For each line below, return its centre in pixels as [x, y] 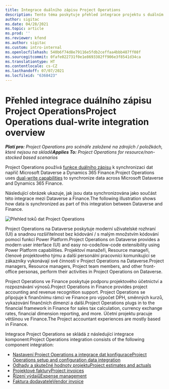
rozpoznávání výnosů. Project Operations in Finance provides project [76, 287]
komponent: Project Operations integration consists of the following [75, 339]
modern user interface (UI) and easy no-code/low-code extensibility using [82, 245]
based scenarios [40, 157]
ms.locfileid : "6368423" [31, 76]
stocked [14, 157]
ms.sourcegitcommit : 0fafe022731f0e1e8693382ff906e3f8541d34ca [73, 57]
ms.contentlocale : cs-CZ [31, 66]
